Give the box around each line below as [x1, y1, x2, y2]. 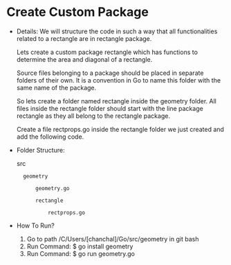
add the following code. [16, 132, 84, 141]
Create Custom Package [6, 4, 149, 20]
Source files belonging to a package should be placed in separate [16, 69, 204, 77]
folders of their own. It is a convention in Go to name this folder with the [16, 76, 221, 84]
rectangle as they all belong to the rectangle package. [16, 112, 171, 120]
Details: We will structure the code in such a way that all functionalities [16, 27, 218, 35]
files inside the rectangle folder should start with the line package [16, 104, 203, 112]
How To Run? [16, 221, 55, 230]
